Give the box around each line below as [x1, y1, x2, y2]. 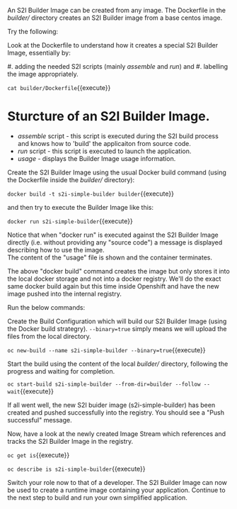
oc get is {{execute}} [7, 450, 70, 459]
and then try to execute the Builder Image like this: [7, 203, 154, 211]
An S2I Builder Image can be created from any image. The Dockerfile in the [7, 6, 226, 14]
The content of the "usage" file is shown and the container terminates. [7, 253, 212, 262]
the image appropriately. [7, 70, 79, 78]
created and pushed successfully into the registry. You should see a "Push [7, 408, 225, 417]
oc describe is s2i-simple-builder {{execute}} [7, 464, 146, 473]
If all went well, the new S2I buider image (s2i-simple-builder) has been [7, 401, 216, 409]
